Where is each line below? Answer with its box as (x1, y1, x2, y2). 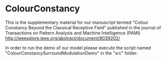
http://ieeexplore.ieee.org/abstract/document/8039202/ (5, 35, 121, 41)
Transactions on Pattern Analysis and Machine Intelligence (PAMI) (5, 30, 141, 36)
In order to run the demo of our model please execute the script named (5, 45, 151, 51)
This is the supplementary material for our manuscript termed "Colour (5, 19, 149, 25)
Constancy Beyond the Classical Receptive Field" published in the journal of (5, 24, 161, 30)
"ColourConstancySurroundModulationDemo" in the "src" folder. (5, 50, 138, 56)
